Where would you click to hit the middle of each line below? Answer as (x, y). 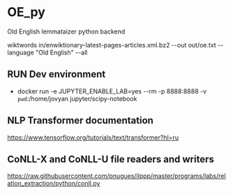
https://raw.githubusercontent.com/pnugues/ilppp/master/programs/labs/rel (116, 176)
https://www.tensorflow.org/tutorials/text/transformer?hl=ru (93, 137)
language (21, 52)
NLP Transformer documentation (80, 120)
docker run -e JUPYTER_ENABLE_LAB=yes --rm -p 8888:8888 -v (112, 91)
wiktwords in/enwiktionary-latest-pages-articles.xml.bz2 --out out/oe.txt (112, 45)
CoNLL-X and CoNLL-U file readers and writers (111, 159)
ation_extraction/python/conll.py (54, 184)
